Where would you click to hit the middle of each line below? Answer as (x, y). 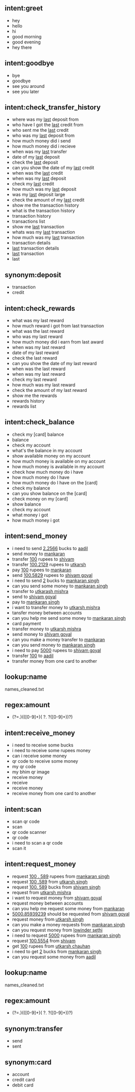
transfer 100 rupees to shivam (43, 559)
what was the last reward (38, 331)
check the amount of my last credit (48, 200)
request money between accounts (48, 903)
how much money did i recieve (44, 146)
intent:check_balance (40, 422)
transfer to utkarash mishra (40, 591)
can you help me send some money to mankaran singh (69, 618)
